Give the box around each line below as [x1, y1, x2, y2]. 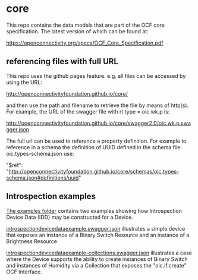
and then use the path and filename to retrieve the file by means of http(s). [6, 102, 189, 109]
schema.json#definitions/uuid [6, 174, 79, 181]
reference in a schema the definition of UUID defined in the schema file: [6, 143, 183, 150]
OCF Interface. [6, 268, 43, 275]
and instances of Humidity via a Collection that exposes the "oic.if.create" [6, 262, 187, 269]
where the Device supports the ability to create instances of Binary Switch [6, 255, 188, 263]
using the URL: [6, 78, 43, 86]
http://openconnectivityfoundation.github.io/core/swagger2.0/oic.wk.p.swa [6, 119, 191, 127]
